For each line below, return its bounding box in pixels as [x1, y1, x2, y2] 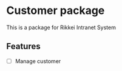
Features [6, 41, 41, 52]
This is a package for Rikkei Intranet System [6, 24, 117, 31]
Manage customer [15, 57, 61, 64]
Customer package [6, 4, 105, 18]
